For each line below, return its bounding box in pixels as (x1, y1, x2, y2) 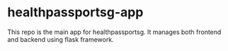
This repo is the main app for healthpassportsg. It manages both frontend (7, 28, 222, 36)
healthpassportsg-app (7, 4, 144, 21)
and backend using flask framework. (7, 35, 115, 43)
